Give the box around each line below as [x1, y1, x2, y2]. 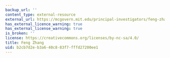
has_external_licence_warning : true [5, 21, 82, 27]
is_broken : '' [5, 31, 35, 36]
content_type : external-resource [5, 12, 76, 17]
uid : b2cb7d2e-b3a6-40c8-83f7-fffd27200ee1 [5, 45, 99, 50]
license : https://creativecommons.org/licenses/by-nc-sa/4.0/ [5, 36, 139, 41]
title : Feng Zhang [5, 40, 44, 45]
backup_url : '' [5, 7, 37, 13]
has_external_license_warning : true [5, 26, 82, 31]
